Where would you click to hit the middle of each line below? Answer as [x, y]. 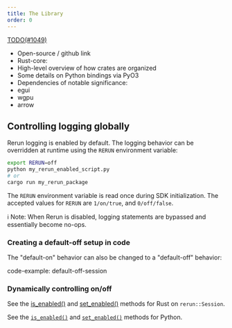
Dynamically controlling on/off [60, 289]
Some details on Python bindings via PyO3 [78, 75]
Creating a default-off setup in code [69, 242]
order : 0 [20, 20]
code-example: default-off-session [57, 271]
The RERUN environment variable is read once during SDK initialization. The [113, 195]
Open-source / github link [54, 53]
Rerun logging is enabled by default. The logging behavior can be [100, 143]
